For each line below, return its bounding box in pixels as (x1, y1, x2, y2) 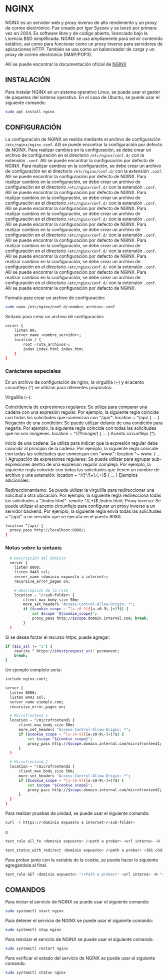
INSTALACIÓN (5, 76, 50, 84)
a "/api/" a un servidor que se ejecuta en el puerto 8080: (5, 513, 122, 519)
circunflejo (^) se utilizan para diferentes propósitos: (5, 384, 112, 390)
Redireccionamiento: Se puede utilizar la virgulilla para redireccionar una (5, 487, 154, 493)
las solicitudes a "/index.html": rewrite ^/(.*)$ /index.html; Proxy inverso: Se (5, 497, 161, 503)
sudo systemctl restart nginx (5, 946, 68, 951)
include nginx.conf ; (5, 676, 48, 682)
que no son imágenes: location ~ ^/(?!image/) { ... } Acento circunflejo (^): (5, 430, 156, 436)
